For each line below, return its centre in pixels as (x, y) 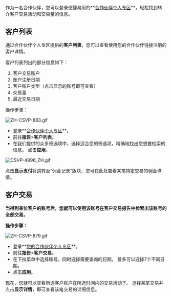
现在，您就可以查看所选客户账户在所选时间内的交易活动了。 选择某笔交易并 (84, 283)
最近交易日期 (26, 98)
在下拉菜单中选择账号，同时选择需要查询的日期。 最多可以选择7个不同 (86, 259)
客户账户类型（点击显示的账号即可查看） (55, 86)
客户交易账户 (26, 73)
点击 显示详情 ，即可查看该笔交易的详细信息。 (52, 289)
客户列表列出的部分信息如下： (37, 62)
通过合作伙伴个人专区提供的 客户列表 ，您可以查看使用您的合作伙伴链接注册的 (86, 45)
